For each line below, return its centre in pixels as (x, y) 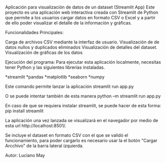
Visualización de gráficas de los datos (44, 52)
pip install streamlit (24, 111)
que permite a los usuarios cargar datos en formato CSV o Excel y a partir (81, 18)
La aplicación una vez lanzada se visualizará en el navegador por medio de (82, 120)
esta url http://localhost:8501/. (36, 126)
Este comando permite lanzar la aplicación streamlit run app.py (69, 86)
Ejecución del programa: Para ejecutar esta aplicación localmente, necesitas (83, 62)
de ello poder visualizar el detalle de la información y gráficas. (69, 23)
